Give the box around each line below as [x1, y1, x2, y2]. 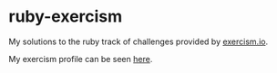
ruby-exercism [8, 6, 123, 27]
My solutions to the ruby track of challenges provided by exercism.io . [8, 36, 269, 47]
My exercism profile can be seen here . [8, 53, 153, 64]
